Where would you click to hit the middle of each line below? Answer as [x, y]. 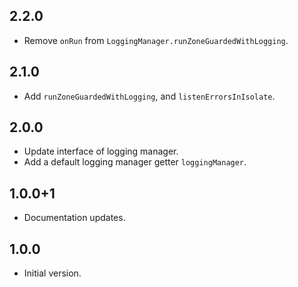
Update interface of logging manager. [101, 151]
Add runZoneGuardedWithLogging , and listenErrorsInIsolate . [149, 96]
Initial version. [52, 273]
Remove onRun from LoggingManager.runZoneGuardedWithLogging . [156, 40]
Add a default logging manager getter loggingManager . [135, 162]
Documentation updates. [74, 218]
